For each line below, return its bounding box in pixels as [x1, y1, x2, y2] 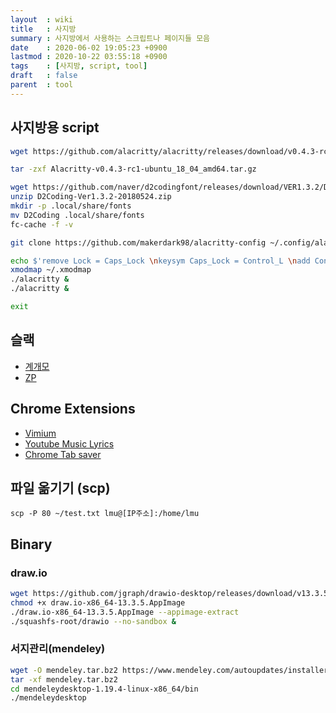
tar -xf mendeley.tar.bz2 [10, 674, 118, 685]
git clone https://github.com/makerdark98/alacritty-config [10, 237, 267, 248]
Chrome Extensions [10, 401, 136, 418]
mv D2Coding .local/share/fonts [10, 210, 145, 220]
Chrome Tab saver [24, 448, 102, 460]
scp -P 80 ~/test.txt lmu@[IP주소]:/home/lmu [10, 509, 200, 519]
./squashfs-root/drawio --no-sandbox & [10, 616, 177, 626]
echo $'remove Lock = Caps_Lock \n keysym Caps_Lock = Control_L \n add [10, 256, 311, 266]
